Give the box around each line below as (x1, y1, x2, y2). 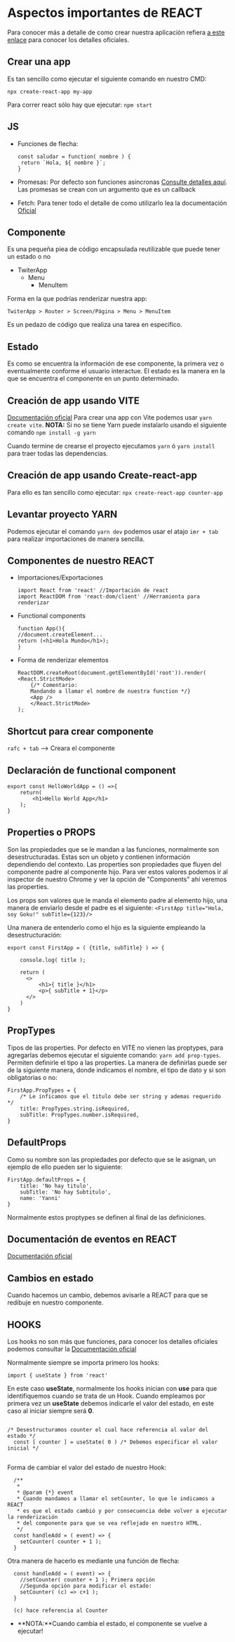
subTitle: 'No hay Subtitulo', (20, 1188, 112, 1196)
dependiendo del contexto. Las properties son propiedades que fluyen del (7, 860, 222, 868)
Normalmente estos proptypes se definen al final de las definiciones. (7, 1213, 206, 1222)
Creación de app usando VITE (7, 394, 140, 406)
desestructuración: (7, 930, 62, 939)
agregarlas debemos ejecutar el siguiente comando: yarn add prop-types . (7, 1050, 221, 1059)
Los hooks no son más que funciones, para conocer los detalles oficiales (7, 1337, 218, 1345)
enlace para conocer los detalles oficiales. (7, 35, 130, 44)
